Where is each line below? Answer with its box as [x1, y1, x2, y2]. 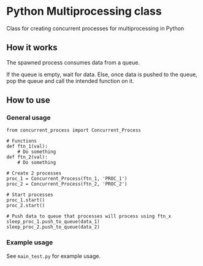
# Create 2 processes [6, 170, 62, 176]
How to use [6, 95, 50, 106]
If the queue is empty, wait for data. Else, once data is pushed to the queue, [6, 71, 197, 78]
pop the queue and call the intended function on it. [6, 77, 134, 84]
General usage [6, 114, 51, 122]
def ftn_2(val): [6, 154, 48, 160]
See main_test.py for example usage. [6, 252, 101, 259]
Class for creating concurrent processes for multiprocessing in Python [6, 25, 185, 32]
